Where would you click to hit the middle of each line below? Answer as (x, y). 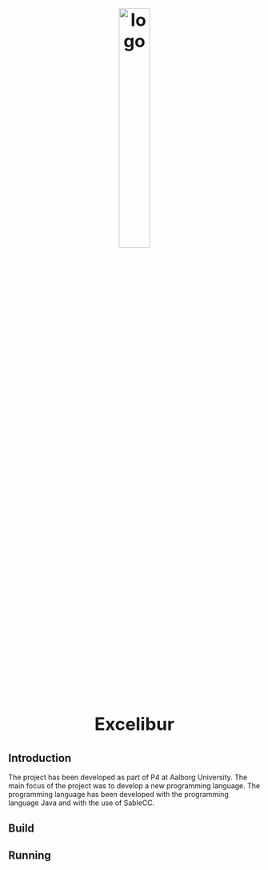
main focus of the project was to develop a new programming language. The (134, 786)
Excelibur (134, 724)
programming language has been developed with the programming (119, 795)
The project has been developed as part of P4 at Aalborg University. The (128, 777)
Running (30, 856)
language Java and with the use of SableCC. (82, 803)
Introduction (40, 758)
